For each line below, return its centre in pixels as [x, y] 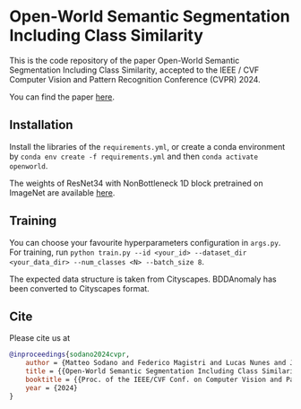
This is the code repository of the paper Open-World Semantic [125, 60]
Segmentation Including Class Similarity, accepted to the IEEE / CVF [134, 70]
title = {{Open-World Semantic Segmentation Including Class [142, 371]
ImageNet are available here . [62, 192]
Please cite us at [39, 338]
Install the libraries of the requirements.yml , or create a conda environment [147, 146]
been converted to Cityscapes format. [79, 288]
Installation [41, 125]
